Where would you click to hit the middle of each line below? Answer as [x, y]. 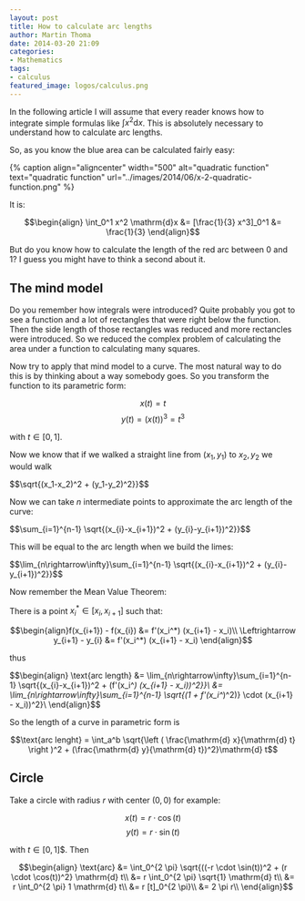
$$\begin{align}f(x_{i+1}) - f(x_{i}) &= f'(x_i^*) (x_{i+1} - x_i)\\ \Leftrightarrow [153, 630]
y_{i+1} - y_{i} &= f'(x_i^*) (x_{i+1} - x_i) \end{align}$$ [153, 640]
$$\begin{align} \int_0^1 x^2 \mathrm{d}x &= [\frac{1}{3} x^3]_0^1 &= [153, 222]
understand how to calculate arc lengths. [86, 132]
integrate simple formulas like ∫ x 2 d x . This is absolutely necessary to [137, 122]
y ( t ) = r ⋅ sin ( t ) [153, 832]
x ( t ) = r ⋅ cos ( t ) [153, 817]
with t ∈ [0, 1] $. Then [49, 849]
